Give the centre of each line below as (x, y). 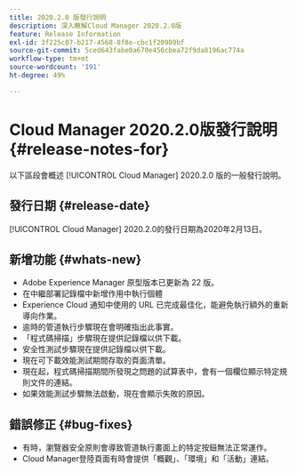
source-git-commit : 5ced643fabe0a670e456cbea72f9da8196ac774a (127, 51)
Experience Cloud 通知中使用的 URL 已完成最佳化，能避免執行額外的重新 (155, 305)
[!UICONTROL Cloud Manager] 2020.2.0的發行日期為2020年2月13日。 (138, 228)
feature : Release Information (65, 34)
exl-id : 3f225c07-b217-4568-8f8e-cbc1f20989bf (97, 42)
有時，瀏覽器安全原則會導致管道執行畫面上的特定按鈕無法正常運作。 (147, 448)
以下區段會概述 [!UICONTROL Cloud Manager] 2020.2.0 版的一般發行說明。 (148, 175)
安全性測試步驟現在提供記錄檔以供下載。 (96, 349)
